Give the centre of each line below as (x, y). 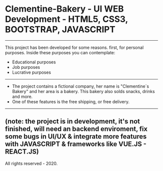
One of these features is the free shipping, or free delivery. (71, 101)
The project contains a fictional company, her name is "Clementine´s (81, 86)
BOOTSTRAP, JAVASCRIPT (60, 30)
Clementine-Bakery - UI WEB (65, 9)
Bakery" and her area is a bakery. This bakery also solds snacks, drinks (83, 91)
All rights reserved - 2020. (32, 163)
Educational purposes (34, 62)
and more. (22, 96)
